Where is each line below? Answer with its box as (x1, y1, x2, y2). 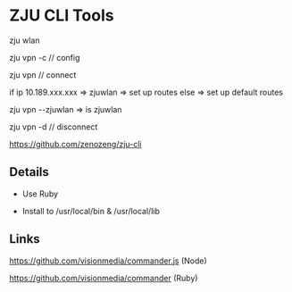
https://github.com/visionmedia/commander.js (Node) (9, 255, 207, 266)
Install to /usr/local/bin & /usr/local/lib (21, 205, 161, 216)
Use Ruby (21, 188, 59, 199)
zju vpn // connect (9, 69, 77, 80)
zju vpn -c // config (9, 52, 80, 63)
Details (9, 164, 49, 179)
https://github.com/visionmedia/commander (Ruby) (9, 272, 198, 283)
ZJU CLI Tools (9, 5, 114, 26)
